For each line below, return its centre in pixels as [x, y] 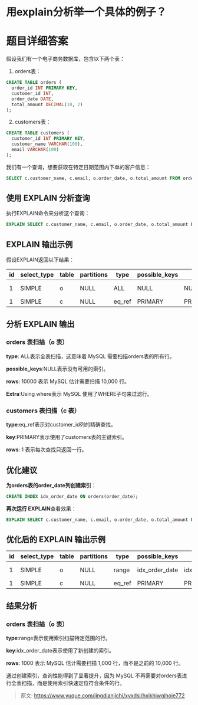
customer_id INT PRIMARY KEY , [48, 139]
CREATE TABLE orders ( [34, 83]
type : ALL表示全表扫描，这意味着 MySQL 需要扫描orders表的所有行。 [90, 356]
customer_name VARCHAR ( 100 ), [47, 144]
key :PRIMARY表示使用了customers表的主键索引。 [67, 437]
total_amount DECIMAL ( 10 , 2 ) [47, 104]
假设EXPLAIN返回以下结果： [40, 260]
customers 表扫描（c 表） [43, 411]
